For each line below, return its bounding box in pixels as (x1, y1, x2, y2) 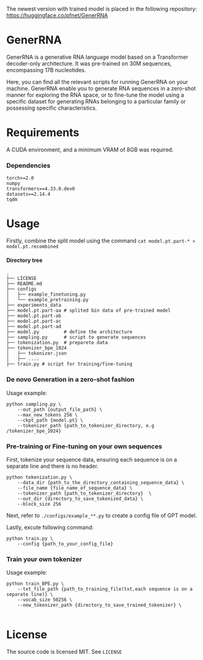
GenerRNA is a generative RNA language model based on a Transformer (6, 53, 188, 61)
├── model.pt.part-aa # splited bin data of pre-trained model (6, 307, 171, 314)
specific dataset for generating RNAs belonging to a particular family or (6, 97, 186, 105)
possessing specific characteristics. (6, 104, 97, 111)
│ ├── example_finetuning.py (6, 291, 86, 298)
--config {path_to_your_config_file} (17, 541, 114, 547)
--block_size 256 (17, 501, 62, 507)
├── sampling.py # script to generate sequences (6, 334, 147, 340)
